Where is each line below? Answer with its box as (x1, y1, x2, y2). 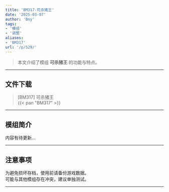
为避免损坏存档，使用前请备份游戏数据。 (5, 170, 89, 176)
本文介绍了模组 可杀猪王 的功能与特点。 (17, 59, 100, 65)
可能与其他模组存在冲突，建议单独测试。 (5, 176, 89, 182)
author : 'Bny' (5, 17, 35, 22)
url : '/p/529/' (5, 45, 37, 50)
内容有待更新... (5, 135, 36, 141)
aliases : (5, 36, 24, 41)
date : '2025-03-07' (5, 12, 46, 17)
